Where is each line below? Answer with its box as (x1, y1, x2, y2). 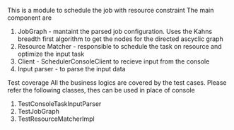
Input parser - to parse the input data (17, 65, 126, 73)
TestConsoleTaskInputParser (17, 100, 102, 108)
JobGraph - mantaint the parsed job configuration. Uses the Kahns (17, 28, 213, 35)
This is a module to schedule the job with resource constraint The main (7, 6, 214, 14)
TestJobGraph (17, 107, 60, 115)
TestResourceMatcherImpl (17, 114, 95, 123)
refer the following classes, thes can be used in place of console (7, 86, 196, 94)
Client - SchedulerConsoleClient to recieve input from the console (17, 57, 210, 66)
